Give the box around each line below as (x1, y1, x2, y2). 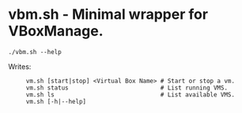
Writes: (8, 61, 32, 71)
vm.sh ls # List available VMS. (25, 90, 236, 99)
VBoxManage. (8, 22, 104, 40)
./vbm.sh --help (8, 48, 62, 56)
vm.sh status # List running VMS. (25, 84, 228, 92)
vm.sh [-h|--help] (25, 97, 87, 105)
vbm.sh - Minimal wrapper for (8, 5, 208, 24)
